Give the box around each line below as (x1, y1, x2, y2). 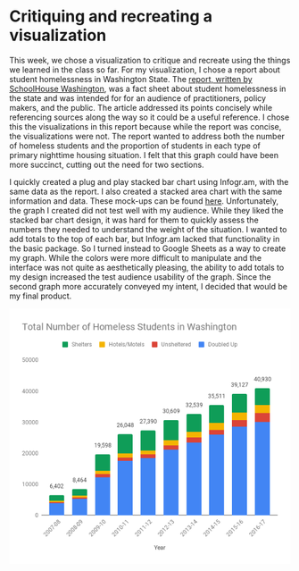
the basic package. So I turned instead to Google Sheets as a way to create (9, 243, 287, 254)
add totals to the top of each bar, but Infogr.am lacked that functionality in (9, 233, 280, 244)
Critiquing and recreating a (9, 6, 212, 27)
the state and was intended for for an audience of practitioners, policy (9, 92, 266, 104)
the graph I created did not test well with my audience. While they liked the (9, 205, 284, 215)
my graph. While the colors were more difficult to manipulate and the (9, 252, 262, 263)
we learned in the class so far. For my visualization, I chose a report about (9, 64, 281, 75)
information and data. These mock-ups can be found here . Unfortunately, (9, 195, 279, 206)
